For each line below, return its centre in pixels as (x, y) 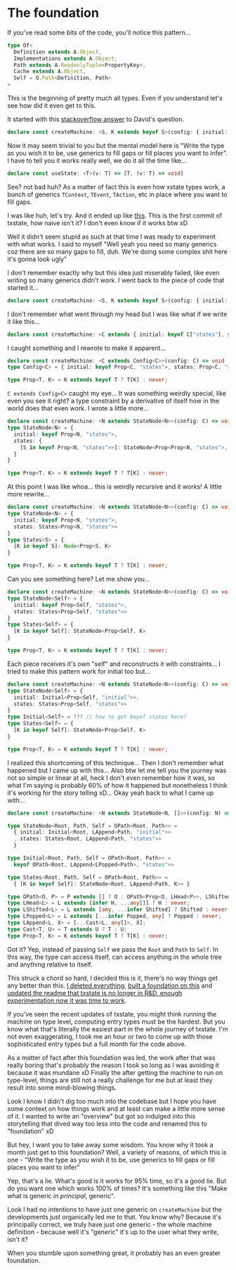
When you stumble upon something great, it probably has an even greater (114, 1253)
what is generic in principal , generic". (61, 1195)
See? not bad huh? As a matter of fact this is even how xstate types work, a (117, 187)
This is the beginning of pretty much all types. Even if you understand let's (115, 98)
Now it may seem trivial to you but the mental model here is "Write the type (116, 145)
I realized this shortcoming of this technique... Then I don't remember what (116, 762)
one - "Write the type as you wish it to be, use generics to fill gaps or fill (111, 1159)
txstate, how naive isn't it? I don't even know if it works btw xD (98, 222)
